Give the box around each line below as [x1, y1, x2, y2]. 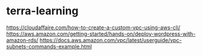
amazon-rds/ [6, 36, 39, 43]
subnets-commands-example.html [6, 43, 92, 50]
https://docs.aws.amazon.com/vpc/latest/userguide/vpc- [39, 36, 182, 43]
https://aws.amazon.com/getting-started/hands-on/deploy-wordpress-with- [6, 30, 196, 37]
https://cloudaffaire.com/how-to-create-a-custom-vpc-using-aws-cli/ [6, 24, 181, 31]
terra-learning [6, 4, 79, 18]
